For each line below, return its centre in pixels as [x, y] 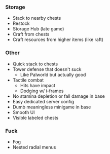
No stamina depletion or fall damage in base [59, 96]
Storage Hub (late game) [38, 29]
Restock [21, 23]
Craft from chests [31, 34]
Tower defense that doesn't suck [47, 69]
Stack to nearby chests [37, 18]
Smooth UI [24, 112]
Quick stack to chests [35, 64]
